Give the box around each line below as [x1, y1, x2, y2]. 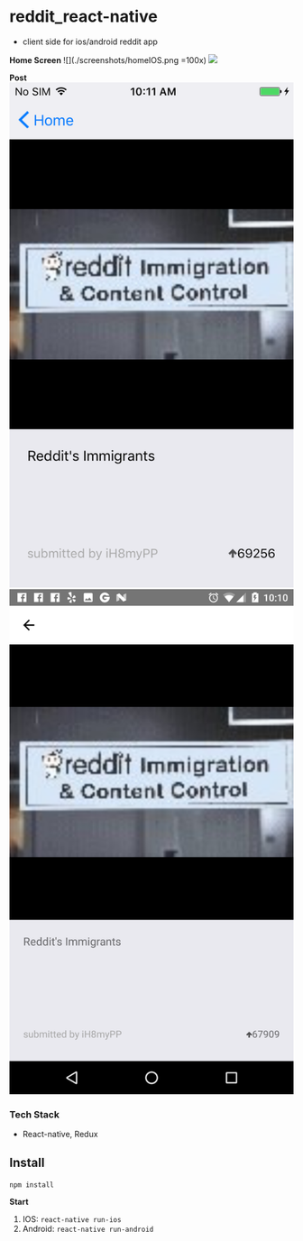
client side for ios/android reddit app [22, 36, 158, 47]
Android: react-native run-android [22, 1224, 154, 1235]
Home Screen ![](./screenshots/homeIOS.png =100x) [9, 54, 207, 65]
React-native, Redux [22, 1129, 98, 1140]
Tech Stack [9, 1108, 60, 1120]
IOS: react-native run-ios [22, 1214, 122, 1225]
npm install [9, 1181, 54, 1190]
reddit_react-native [9, 6, 158, 27]
